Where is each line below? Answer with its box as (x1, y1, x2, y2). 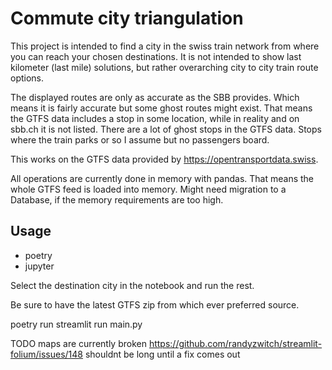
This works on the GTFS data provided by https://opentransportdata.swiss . (10, 153, 319, 165)
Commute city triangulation (10, 7, 244, 30)
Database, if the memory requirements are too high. (10, 193, 224, 206)
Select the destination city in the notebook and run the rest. (10, 279, 255, 291)
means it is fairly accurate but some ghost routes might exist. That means (10, 102, 313, 114)
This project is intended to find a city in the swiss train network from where (10, 40, 320, 52)
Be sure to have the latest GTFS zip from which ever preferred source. (10, 298, 300, 311)
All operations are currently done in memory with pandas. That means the (10, 172, 315, 184)
